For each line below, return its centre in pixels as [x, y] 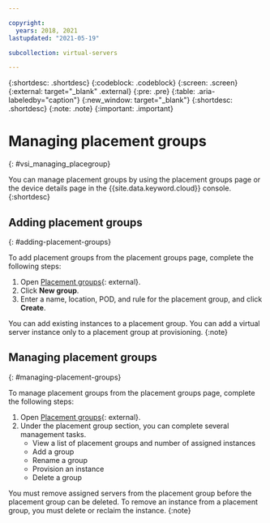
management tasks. [53, 434]
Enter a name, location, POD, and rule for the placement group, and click [141, 299]
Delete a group [57, 477]
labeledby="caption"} [44, 100]
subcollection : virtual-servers [63, 53]
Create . [33, 308]
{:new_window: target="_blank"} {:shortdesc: [157, 100]
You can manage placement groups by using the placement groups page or [135, 180]
